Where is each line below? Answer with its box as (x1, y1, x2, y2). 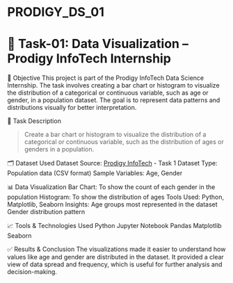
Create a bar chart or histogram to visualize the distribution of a (24, 130, 207, 139)
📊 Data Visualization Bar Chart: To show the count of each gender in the (7, 183, 216, 191)
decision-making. (7, 268, 58, 276)
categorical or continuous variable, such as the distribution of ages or (24, 138, 225, 146)
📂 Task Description (7, 117, 61, 125)
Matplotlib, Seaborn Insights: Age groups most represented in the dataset (7, 200, 218, 209)
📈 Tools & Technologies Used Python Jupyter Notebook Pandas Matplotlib (7, 222, 222, 230)
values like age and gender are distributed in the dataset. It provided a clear (7, 253, 224, 261)
